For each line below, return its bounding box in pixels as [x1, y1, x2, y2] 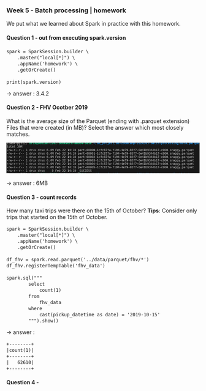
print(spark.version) [6, 79, 62, 85]
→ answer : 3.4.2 [6, 89, 49, 97]
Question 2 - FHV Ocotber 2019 [6, 104, 88, 111]
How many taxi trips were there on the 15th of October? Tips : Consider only [6, 207, 197, 214]
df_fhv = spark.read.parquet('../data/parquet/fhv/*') [6, 257, 150, 263]
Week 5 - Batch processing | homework [6, 6, 127, 15]
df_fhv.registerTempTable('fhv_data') [6, 263, 105, 269]
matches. [6, 130, 30, 138]
